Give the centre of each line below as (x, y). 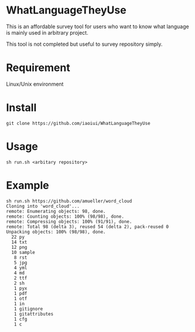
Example (28, 185)
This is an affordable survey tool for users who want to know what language (97, 26)
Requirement (38, 68)
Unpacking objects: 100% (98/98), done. (56, 232)
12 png (19, 247)
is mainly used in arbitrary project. (47, 32)
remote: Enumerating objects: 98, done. (56, 211)
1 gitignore (28, 309)
